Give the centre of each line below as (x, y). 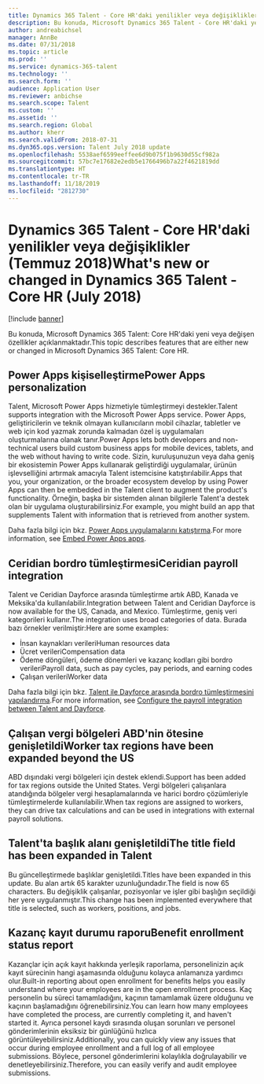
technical (23, 448)
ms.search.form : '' (40, 81)
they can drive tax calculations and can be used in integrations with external (132, 810)
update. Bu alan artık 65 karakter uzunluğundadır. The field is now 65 (119, 883)
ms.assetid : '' (33, 118)
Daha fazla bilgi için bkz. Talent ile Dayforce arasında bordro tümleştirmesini (131, 692)
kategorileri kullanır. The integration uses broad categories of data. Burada (128, 620)
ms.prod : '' (27, 60)
